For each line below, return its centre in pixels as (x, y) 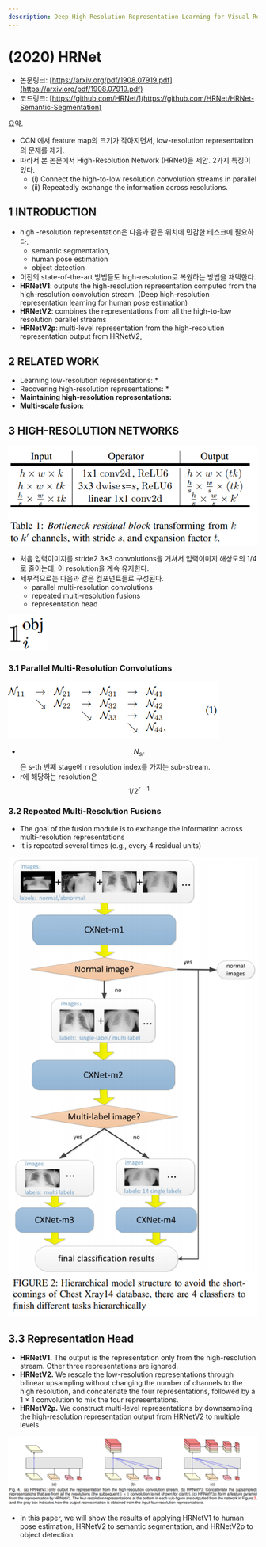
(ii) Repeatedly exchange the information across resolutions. (129, 187)
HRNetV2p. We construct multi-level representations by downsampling (136, 1408)
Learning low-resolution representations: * (89, 381)
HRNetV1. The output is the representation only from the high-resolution (138, 1358)
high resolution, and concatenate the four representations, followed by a (137, 1391)
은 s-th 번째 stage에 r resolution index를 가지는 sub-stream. (115, 766)
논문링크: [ (36, 80)
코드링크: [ (36, 98)
